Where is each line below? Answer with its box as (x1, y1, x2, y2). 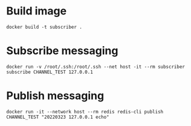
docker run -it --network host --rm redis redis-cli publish (6, 109, 164, 115)
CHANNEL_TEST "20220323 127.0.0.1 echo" (6, 114, 110, 120)
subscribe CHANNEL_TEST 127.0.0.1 (6, 69, 94, 75)
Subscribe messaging (6, 44, 118, 58)
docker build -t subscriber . (6, 24, 83, 30)
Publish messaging (6, 89, 105, 103)
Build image (6, 4, 67, 18)
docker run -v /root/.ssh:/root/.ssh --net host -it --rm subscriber (6, 64, 186, 70)
